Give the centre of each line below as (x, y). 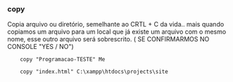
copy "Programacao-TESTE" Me (63, 60)
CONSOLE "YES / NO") (40, 47)
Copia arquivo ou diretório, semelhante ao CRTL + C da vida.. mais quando (116, 25)
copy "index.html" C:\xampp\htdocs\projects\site (94, 72)
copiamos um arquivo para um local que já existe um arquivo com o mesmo (117, 32)
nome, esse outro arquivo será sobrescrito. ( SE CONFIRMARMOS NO (108, 39)
